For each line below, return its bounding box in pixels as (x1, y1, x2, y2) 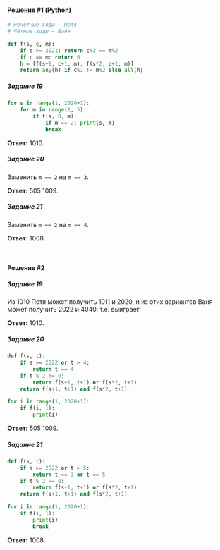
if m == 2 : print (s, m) (44, 119, 115, 126)
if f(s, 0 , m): (32, 113, 78, 120)
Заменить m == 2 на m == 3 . (7, 173, 90, 181)
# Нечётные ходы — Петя (7, 21, 78, 28)
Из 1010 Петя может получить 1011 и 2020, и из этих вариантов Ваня (7, 298, 213, 306)
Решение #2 (7, 264, 45, 272)
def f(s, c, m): (7, 40, 55, 47)
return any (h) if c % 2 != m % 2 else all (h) (20, 67, 144, 74)
